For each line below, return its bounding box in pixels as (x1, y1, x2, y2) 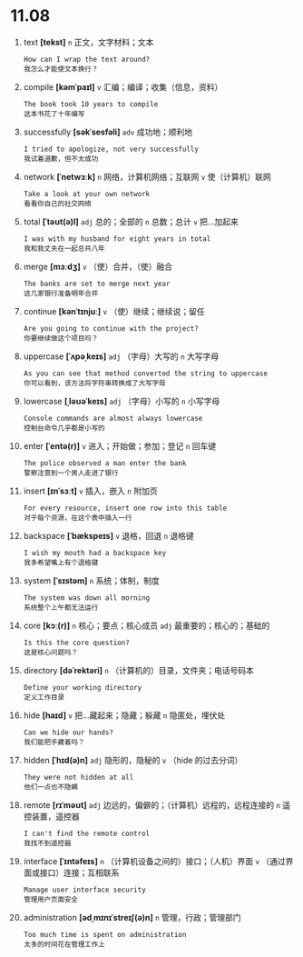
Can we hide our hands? (23, 728, 114, 737)
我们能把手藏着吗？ (23, 737, 85, 746)
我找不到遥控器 (23, 838, 72, 848)
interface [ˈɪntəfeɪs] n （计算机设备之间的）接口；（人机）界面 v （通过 (23, 855, 287, 866)
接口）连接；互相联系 (39, 867, 120, 878)
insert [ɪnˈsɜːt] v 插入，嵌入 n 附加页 (23, 485, 158, 496)
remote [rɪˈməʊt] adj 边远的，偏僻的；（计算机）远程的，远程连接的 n (23, 799, 280, 810)
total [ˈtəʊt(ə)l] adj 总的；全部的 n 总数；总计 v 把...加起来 (23, 215, 239, 227)
